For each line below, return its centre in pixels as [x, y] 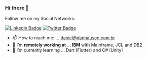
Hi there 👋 [17, 8]
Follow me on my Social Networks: [40, 19]
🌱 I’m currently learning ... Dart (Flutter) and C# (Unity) [68, 50]
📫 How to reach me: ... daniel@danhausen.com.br [64, 38]
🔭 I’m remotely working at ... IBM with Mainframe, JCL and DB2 [77, 45]
